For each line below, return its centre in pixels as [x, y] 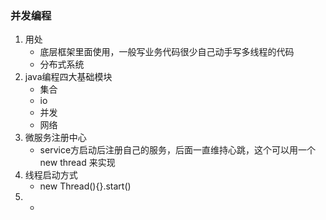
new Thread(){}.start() [85, 186]
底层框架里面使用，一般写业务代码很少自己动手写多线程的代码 [167, 52]
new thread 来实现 [77, 163]
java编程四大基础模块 [68, 77]
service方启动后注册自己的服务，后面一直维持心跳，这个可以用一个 [178, 150]
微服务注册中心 [55, 138]
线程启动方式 [51, 175]
